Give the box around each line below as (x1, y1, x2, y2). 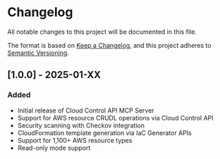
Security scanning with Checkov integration (17, 121, 145, 129)
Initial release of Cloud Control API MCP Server (17, 106, 154, 115)
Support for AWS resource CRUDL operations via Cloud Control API (17, 113, 214, 122)
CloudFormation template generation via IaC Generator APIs (17, 128, 192, 137)
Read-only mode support (17, 144, 91, 152)
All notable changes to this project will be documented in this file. (7, 27, 197, 36)
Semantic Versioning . (7, 49, 69, 57)
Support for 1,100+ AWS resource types (17, 136, 133, 144)
